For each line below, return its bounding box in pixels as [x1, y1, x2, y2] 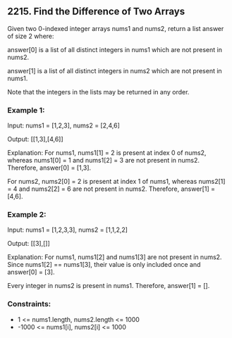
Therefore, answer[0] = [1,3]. [7, 163, 92, 172]
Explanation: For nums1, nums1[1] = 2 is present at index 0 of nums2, [7, 149, 207, 157]
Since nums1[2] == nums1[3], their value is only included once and [7, 261, 201, 269]
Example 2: [7, 210, 47, 220]
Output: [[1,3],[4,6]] [7, 135, 63, 144]
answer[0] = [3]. [7, 268, 55, 277]
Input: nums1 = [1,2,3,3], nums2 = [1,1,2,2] [7, 225, 128, 234]
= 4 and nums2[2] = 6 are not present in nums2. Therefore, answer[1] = [7, 184, 215, 193]
